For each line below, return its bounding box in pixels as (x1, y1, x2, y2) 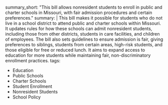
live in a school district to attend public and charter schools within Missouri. (5, 20, 161, 26)
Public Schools (12, 73, 44, 78)
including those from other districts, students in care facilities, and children (5, 31, 160, 37)
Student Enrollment (12, 83, 53, 89)
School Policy (12, 94, 41, 100)
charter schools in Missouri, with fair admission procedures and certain (5, 10, 152, 16)
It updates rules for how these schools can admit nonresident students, (5, 26, 152, 32)
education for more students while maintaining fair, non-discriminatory (5, 52, 151, 58)
